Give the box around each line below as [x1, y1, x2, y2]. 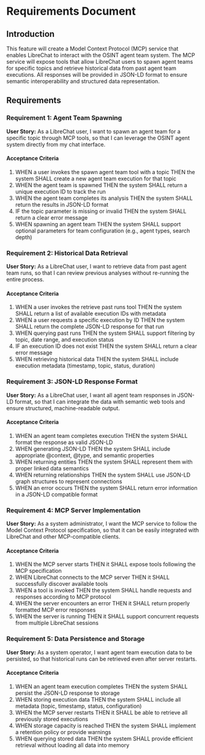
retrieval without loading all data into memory [15, 741, 130, 749]
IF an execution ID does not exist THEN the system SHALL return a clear [15, 342, 198, 350]
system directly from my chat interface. [6, 140, 106, 148]
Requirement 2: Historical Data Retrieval [6, 248, 129, 257]
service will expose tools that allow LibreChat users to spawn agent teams [6, 58, 193, 65]
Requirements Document [6, 4, 136, 18]
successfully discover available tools [15, 580, 108, 588]
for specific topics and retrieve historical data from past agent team [6, 64, 176, 72]
